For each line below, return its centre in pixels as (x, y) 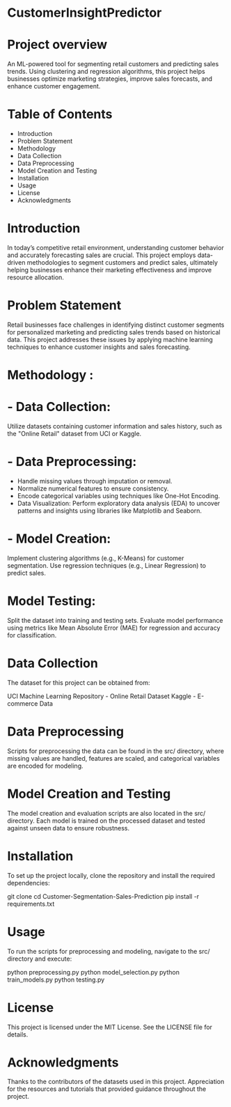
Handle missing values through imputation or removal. (95, 481)
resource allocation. (36, 277)
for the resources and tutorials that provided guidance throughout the (107, 1089)
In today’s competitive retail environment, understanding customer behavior (115, 248)
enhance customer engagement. (54, 86)
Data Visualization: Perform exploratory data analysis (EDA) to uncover (119, 503)
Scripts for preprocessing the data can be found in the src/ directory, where (116, 751)
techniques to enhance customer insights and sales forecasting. (99, 347)
